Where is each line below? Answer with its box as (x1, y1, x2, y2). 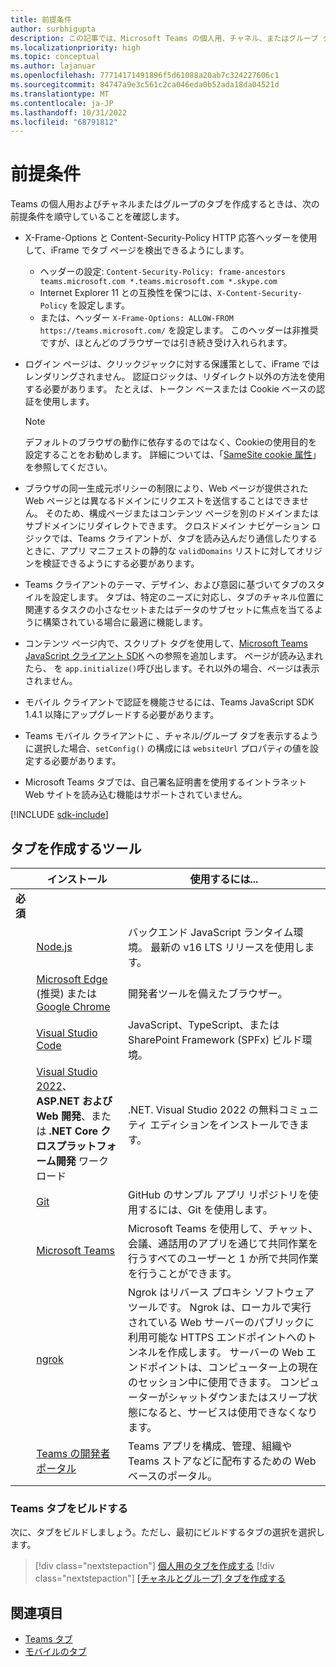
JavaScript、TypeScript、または (127, 1018, 280, 1031)
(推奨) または (36, 987, 98, 1000)
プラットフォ (56, 1139, 117, 1153)
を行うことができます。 (127, 1267, 238, 1280)
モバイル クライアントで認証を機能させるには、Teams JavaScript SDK (24, 696, 315, 708)
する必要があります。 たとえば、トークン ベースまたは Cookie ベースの (24, 383, 317, 395)
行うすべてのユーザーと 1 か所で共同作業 (127, 1252, 319, 1265)
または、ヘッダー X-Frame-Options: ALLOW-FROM (39, 312, 234, 324)
